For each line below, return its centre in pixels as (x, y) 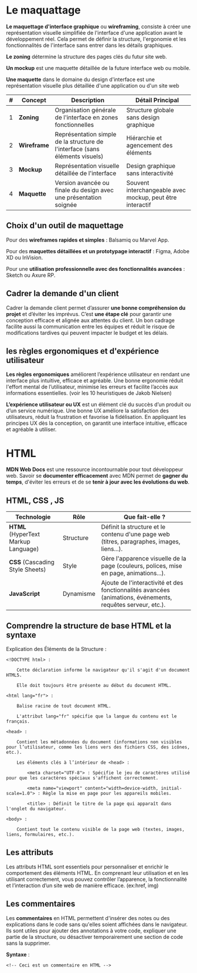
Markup (20, 542)
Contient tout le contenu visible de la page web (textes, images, (101, 829)
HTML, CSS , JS (35, 500)
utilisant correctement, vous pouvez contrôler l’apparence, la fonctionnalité (97, 879)
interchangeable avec (156, 190)
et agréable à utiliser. (31, 430)
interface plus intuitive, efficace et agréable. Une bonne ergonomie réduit (95, 381)
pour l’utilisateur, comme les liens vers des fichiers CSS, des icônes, (98, 747)
